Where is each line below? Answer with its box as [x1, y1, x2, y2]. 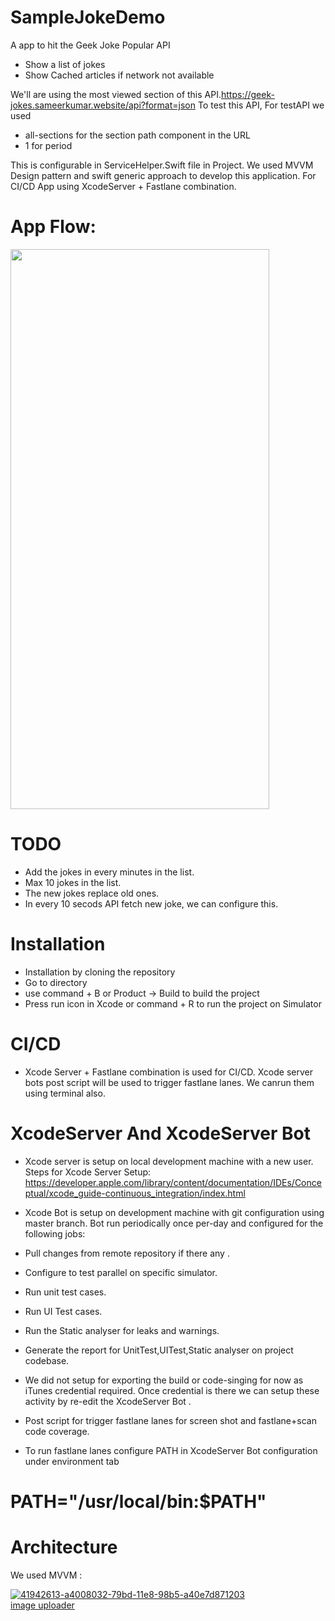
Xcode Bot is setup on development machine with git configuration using [24, 1206, 325, 1218]
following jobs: [24, 1227, 86, 1240]
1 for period [24, 139, 73, 151]
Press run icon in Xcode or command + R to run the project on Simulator [24, 997, 322, 1010]
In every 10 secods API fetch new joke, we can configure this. [24, 897, 279, 910]
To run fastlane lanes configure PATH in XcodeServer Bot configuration [24, 1444, 318, 1456]
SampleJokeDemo [10, 6, 166, 29]
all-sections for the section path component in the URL [24, 129, 251, 141]
